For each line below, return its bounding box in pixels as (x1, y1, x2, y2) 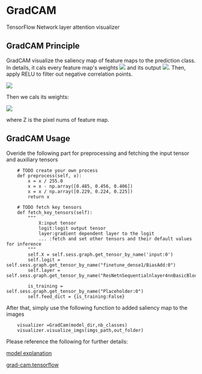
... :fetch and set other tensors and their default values (38, 235, 192, 242)
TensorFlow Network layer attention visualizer (6, 23, 120, 31)
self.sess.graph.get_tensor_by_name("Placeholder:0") (6, 288, 144, 294)
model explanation (6, 349, 52, 357)
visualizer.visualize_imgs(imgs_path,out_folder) (17, 327, 144, 333)
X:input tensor (38, 220, 77, 226)
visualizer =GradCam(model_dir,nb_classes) (17, 322, 128, 328)
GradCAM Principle (6, 41, 80, 51)
